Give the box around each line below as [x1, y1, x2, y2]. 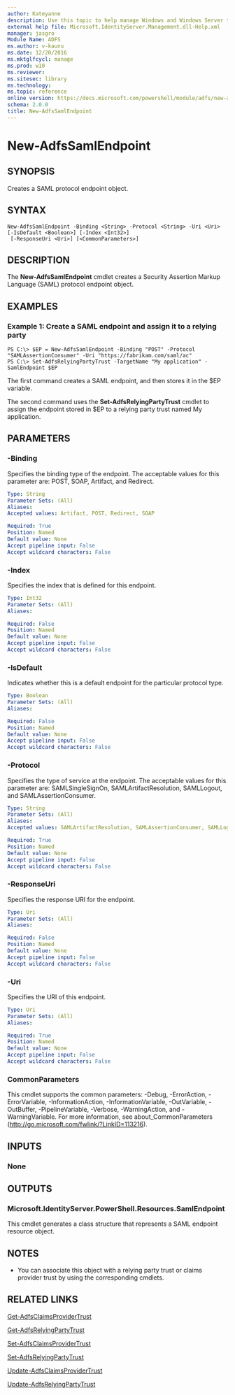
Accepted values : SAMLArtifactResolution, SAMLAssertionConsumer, [7, 824, 205, 831]
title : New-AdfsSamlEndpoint [7, 108, 92, 115]
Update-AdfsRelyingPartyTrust [7, 1380, 96, 1388]
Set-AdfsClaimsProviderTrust [7, 1339, 91, 1347]
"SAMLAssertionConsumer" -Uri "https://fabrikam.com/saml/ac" [7, 352, 192, 359]
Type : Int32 [7, 594, 42, 601]
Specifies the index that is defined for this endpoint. [7, 581, 157, 589]
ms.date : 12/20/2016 [7, 50, 68, 57]
